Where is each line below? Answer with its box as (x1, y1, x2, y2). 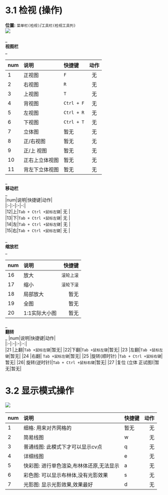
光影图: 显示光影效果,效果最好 (23, 481, 93, 488)
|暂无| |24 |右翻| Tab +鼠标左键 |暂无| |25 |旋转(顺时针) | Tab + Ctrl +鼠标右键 (9, 353, 161, 359)
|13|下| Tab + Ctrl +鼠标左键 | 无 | (5, 215, 70, 221)
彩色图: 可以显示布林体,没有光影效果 (23, 471, 108, 478)
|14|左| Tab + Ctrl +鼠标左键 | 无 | (5, 221, 71, 227)
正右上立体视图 (23, 157, 59, 164)
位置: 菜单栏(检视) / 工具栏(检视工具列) (5, 22, 76, 28)
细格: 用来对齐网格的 (23, 424, 72, 431)
